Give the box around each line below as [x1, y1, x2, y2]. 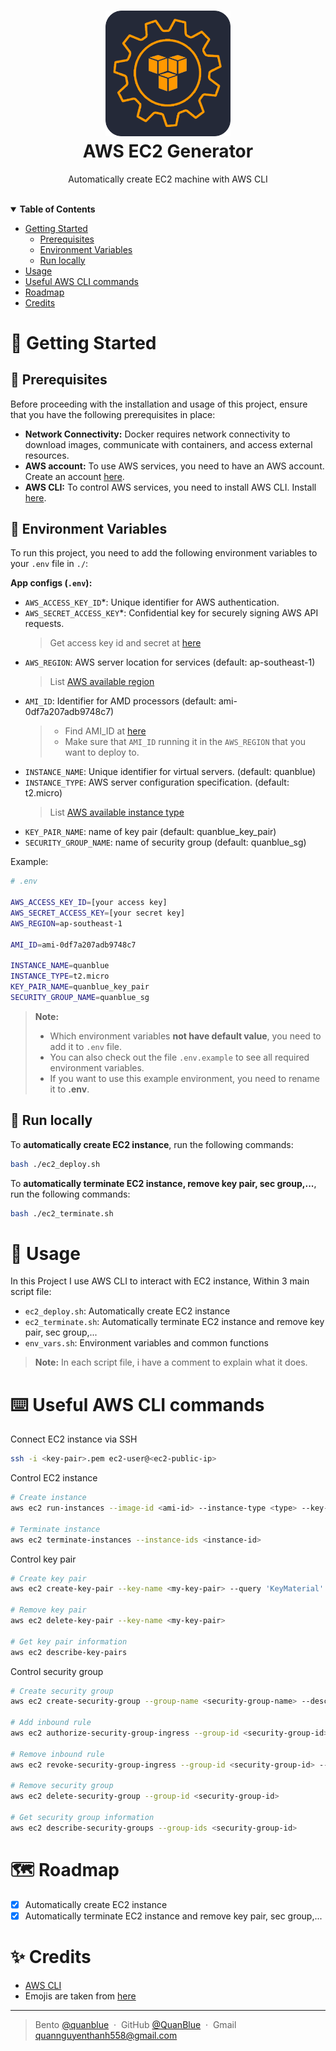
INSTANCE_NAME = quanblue [10, 961, 110, 971]
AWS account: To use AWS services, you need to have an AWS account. [24, 460, 325, 472]
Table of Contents [19, 203, 96, 215]
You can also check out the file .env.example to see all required [49, 1051, 310, 1063]
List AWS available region [49, 676, 155, 688]
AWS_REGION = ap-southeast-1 [10, 918, 123, 929]
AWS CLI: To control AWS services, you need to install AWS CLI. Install [24, 481, 317, 493]
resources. [24, 449, 70, 461]
